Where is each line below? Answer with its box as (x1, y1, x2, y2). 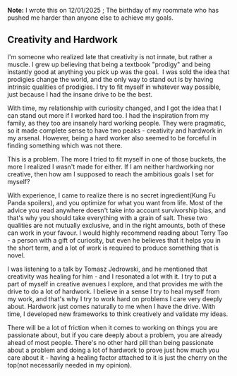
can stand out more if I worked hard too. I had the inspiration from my (7, 111, 209, 119)
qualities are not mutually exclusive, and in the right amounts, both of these (7, 221, 226, 229)
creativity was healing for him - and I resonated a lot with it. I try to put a (7, 272, 217, 281)
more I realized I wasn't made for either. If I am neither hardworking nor (7, 162, 214, 171)
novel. (7, 250, 25, 260)
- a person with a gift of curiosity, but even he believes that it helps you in (7, 236, 221, 244)
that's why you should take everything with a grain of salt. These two (7, 213, 208, 222)
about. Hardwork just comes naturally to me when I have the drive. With (7, 302, 216, 310)
